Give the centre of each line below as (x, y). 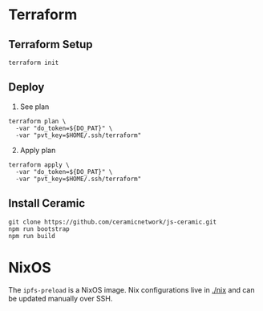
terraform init (34, 63)
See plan (34, 107)
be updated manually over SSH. (61, 298)
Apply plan (38, 150)
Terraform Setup (51, 44)
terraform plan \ (37, 121)
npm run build (32, 236)
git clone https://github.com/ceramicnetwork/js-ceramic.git (113, 222)
